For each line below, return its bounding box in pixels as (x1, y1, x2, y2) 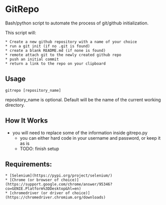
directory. (5, 102, 25, 108)
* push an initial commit (5, 56, 59, 62)
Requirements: (5, 160, 52, 168)
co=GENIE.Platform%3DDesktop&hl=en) (5, 186, 81, 192)
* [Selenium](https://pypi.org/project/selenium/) (5, 173, 113, 178)
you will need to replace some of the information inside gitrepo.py (12, 130, 148, 136)
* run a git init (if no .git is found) (5, 43, 91, 48)
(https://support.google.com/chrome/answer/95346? (5, 182, 113, 187)
